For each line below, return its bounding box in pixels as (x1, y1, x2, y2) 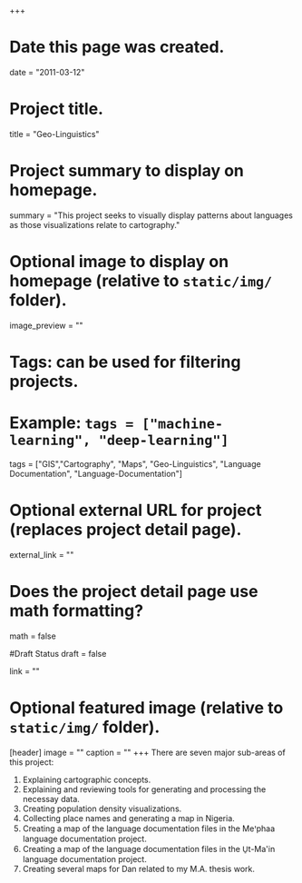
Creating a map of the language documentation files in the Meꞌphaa (22, 823, 276, 834)
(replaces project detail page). (9, 520, 242, 541)
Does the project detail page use (9, 581, 258, 601)
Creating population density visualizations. (22, 803, 182, 814)
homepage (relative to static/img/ (9, 271, 273, 291)
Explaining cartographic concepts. (22, 774, 151, 785)
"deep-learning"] (98, 432, 229, 450)
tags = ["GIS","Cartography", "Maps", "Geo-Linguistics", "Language (9, 458, 261, 469)
